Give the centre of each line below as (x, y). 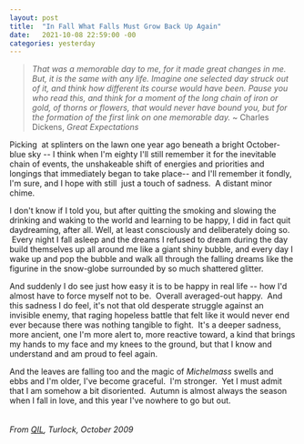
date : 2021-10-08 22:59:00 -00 (73, 35)
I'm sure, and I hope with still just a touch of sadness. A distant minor (141, 184)
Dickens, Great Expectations (85, 127)
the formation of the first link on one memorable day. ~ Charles (150, 117)
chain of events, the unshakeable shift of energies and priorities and (137, 164)
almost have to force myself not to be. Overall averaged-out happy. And (146, 296)
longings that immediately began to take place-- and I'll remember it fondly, (151, 174)
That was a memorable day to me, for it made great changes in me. (159, 69)
